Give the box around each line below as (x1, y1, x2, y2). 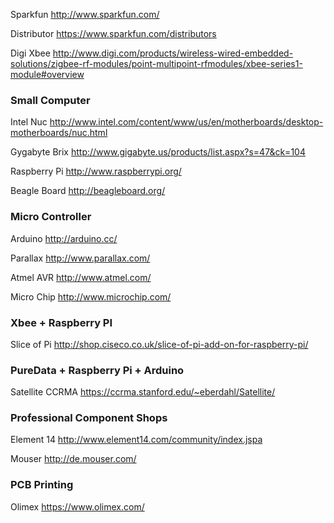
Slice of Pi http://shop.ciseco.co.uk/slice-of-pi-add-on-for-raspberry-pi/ (10, 338, 309, 350)
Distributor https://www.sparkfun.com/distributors (10, 28, 217, 39)
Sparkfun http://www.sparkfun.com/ (10, 9, 160, 20)
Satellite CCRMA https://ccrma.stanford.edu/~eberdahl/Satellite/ (10, 386, 276, 398)
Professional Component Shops (10, 411, 168, 425)
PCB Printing (10, 478, 74, 492)
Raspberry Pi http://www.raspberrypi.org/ (10, 165, 182, 178)
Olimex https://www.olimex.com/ (10, 500, 145, 513)
